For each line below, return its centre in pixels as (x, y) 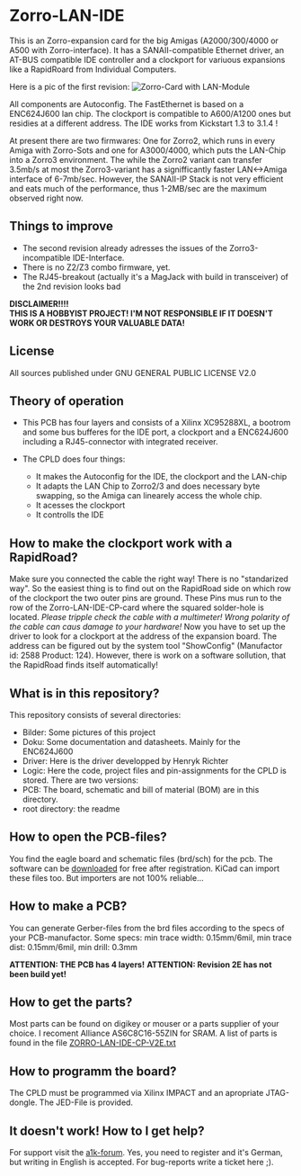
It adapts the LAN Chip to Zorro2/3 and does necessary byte (148, 486)
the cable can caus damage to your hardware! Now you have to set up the (147, 627)
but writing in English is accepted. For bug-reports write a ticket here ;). (142, 1163)
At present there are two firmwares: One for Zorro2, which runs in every (142, 140)
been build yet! (38, 974)
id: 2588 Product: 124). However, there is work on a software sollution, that (148, 655)
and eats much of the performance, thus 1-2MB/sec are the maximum (138, 188)
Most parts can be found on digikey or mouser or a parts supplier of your (145, 1024)
